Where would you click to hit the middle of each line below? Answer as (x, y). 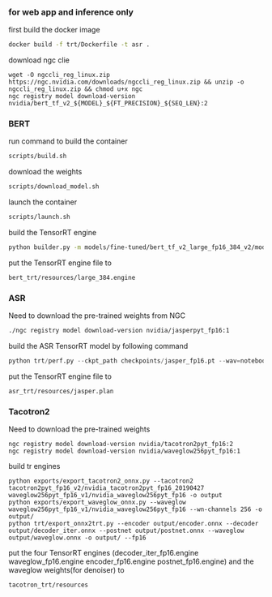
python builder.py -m (45, 247)
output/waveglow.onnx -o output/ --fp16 (78, 538)
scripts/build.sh (38, 157)
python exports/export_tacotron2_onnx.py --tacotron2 (101, 481)
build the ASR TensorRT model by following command (98, 346)
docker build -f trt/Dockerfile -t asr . (79, 45)
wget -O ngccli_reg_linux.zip (59, 75)
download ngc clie (39, 60)
